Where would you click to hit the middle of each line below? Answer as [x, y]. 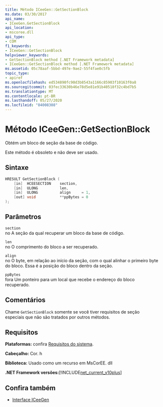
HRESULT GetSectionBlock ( [32, 179]
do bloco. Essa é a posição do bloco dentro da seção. [59, 266]
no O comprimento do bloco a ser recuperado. [52, 247]
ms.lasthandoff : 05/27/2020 [34, 101]
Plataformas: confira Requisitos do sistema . [49, 344]
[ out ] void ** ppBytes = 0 [51, 197]
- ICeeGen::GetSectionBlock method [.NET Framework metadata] [70, 64]
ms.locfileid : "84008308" [31, 105]
